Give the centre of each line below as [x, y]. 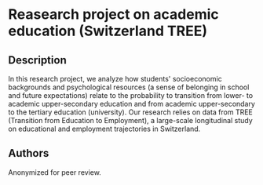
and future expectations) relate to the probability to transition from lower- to [131, 95]
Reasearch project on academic [114, 15]
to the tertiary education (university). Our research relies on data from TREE [131, 112]
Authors [29, 153]
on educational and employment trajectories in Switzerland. [104, 129]
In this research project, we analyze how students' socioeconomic [115, 79]
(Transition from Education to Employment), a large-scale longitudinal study [130, 120]
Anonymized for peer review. [55, 172]
